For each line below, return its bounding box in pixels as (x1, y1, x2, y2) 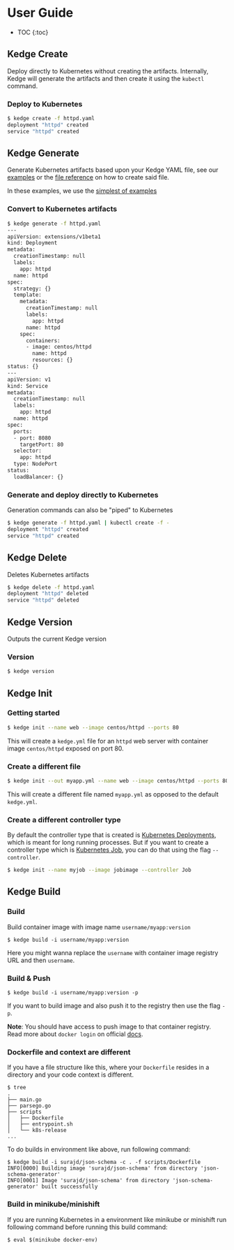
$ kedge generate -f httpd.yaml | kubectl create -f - (7, 519, 170, 527)
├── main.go (7, 1096, 42, 1103)
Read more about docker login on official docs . (7, 1030, 143, 1038)
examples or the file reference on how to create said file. (7, 173, 169, 182)
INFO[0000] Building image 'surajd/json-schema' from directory (7, 1165, 198, 1172)
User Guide (7, 5, 74, 21)
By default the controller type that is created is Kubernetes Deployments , (7, 831, 217, 839)
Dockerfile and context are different (7, 1047, 131, 1056)
